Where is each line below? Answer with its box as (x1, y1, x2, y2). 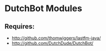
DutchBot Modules (4, 3, 82, 14)
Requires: (4, 22, 35, 31)
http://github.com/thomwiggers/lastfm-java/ (11, 35, 101, 41)
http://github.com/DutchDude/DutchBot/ (11, 40, 94, 46)
